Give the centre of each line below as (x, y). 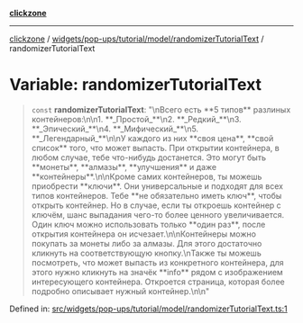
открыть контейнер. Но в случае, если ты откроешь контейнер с (156, 205)
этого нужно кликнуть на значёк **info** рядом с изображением (157, 272)
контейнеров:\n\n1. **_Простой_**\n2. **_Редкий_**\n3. (136, 119)
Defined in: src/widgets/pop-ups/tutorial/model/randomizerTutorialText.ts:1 (149, 309)
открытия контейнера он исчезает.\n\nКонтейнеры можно (144, 234)
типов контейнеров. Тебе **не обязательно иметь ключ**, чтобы (156, 195)
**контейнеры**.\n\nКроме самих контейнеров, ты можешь (147, 176)
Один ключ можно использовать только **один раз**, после (148, 224)
